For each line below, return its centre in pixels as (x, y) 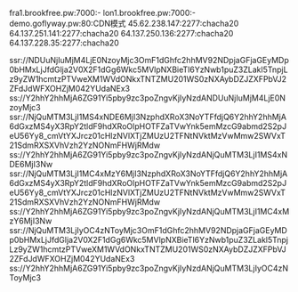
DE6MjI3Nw (31, 164)
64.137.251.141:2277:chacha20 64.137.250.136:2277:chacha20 (121, 33)
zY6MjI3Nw (31, 221)
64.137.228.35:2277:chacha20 (64, 43)
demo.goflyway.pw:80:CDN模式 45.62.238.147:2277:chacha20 (124, 23)
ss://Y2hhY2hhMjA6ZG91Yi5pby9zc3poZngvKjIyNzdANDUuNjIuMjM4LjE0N (148, 98)
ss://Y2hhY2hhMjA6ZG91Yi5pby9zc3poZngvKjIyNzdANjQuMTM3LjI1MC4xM (149, 211)
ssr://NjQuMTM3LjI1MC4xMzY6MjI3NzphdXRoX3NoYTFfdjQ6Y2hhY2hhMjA (149, 174)
